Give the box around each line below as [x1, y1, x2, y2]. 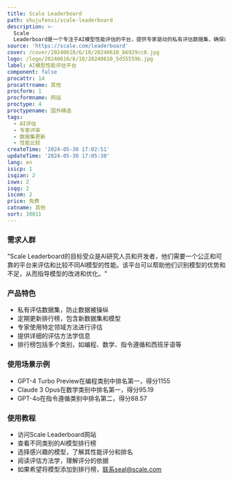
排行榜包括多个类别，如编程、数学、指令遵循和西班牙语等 [17, 340, 182, 349]
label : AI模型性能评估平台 [7, 62, 77, 69]
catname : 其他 [7, 205, 46, 211]
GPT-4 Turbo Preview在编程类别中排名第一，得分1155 [17, 376, 171, 385]
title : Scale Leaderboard [7, 10, 82, 17]
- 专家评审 [13, 127, 41, 134]
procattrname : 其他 [7, 81, 62, 88]
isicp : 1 [7, 165, 33, 173]
